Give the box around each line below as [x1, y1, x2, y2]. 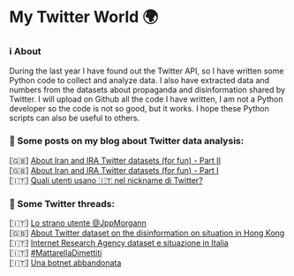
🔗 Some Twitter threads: [9, 197, 115, 210]
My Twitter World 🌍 [9, 7, 159, 27]
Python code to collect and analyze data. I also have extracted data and [9, 75, 270, 86]
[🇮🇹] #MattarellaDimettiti [9, 248, 102, 258]
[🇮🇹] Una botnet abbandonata [9, 257, 122, 268]
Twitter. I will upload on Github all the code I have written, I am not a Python [9, 94, 283, 104]
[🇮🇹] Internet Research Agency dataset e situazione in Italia [9, 238, 230, 249]
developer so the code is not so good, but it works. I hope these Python [9, 103, 269, 114]
